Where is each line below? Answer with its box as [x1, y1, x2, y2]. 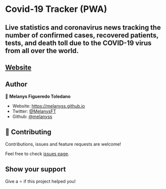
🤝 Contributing [5, 128, 52, 136]
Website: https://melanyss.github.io [12, 103, 85, 109]
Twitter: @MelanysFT [12, 108, 56, 114]
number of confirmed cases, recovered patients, [5, 31, 159, 39]
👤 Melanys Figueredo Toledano [5, 93, 71, 99]
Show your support [5, 165, 66, 173]
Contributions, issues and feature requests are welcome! [5, 141, 121, 147]
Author [5, 80, 27, 89]
